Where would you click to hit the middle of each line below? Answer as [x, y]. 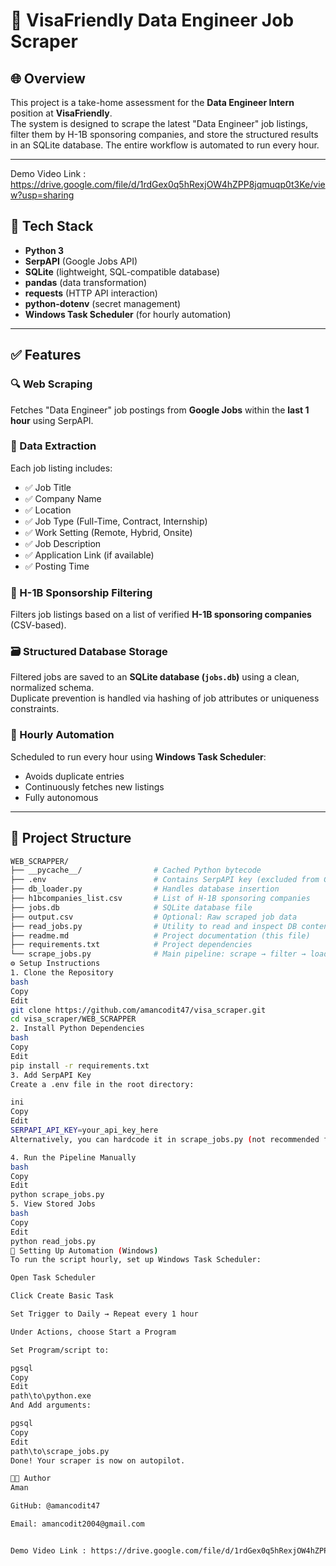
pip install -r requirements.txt [80, 1065]
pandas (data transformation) [86, 282]
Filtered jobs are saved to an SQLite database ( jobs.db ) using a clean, [155, 677]
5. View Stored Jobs [53, 1204]
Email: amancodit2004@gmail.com [77, 1524]
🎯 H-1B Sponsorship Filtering [81, 592]
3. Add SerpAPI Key [51, 1075]
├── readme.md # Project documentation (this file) [160, 935]
